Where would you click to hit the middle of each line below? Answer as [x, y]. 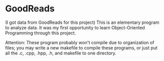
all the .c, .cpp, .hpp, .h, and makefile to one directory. [61, 53]
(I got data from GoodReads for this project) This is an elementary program [82, 22]
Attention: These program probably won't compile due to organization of [80, 42]
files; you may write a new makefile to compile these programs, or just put [81, 48]
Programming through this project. [40, 33]
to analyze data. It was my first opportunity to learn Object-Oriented [75, 27]
